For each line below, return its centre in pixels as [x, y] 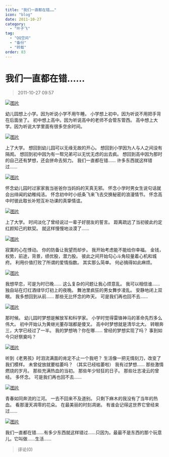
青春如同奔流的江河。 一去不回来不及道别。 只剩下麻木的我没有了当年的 [79, 399]
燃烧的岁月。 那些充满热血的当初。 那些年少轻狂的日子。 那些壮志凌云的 [80, 371]
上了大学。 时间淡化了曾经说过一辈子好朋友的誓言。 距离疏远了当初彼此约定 [84, 222]
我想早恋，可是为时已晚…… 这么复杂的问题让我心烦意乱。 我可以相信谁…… [83, 284]
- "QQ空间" [20, 38]
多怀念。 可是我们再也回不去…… [48, 377]
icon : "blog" [19, 15]
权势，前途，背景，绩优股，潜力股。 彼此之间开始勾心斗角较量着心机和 [79, 256]
